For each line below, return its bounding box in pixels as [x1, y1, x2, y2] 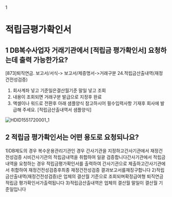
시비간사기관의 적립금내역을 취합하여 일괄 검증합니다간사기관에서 [23, 154, 152, 160]
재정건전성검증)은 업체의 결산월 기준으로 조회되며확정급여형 [27, 173, 146, 179]
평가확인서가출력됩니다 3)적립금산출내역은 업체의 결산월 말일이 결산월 [18, 180, 158, 186]
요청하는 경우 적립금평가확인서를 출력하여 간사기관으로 [18, 160, 127, 166]
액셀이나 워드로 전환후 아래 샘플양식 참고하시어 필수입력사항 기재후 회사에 [12, 100, 160, 106]
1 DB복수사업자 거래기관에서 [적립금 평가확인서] [5, 46, 147, 54]
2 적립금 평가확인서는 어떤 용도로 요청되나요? [5, 133, 139, 142]
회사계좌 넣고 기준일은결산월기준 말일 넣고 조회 [12, 87, 106, 93]
